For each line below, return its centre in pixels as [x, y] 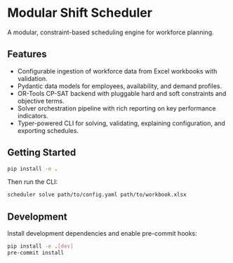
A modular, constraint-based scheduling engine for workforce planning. [111, 32]
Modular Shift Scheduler [80, 13]
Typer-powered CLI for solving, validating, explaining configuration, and [121, 123]
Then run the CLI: [33, 182]
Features [27, 54]
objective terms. [41, 101]
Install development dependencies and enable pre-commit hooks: [102, 234]
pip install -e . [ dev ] [40, 246]
